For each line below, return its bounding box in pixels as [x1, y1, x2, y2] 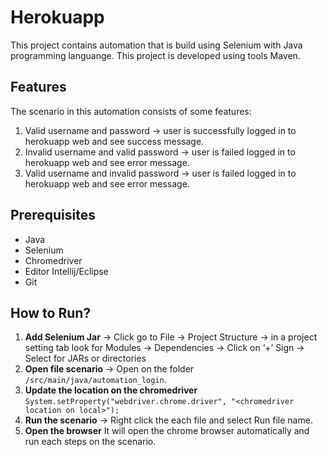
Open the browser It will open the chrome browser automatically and [24, 425, 310, 437]
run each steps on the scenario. [24, 436, 157, 448]
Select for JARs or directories [24, 352, 147, 365]
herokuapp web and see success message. [24, 135, 205, 147]
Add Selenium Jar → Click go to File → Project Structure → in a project [24, 331, 318, 343]
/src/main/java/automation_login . [24, 374, 167, 386]
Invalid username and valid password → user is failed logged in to [24, 146, 296, 158]
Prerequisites [10, 207, 96, 224]
